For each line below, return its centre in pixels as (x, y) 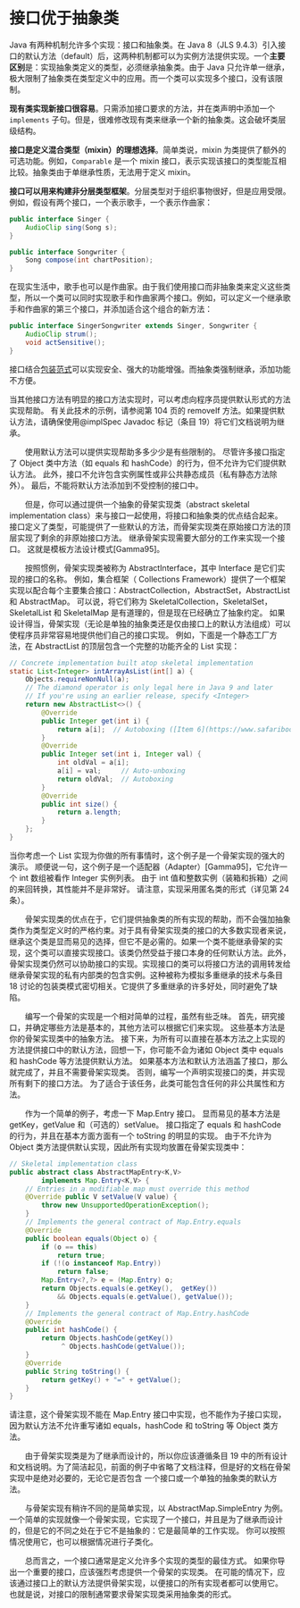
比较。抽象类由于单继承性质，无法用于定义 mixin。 (102, 172)
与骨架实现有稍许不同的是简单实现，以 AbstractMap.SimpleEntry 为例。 (156, 1508)
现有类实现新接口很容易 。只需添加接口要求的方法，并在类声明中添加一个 (142, 108)
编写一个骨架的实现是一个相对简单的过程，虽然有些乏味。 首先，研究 (151, 1016)
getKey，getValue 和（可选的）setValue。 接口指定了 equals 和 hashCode (145, 1124)
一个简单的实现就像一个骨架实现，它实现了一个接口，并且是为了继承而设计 (146, 1520)
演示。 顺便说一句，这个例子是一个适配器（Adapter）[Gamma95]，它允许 (145, 867)
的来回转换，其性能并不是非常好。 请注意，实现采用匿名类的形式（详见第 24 (150, 889)
